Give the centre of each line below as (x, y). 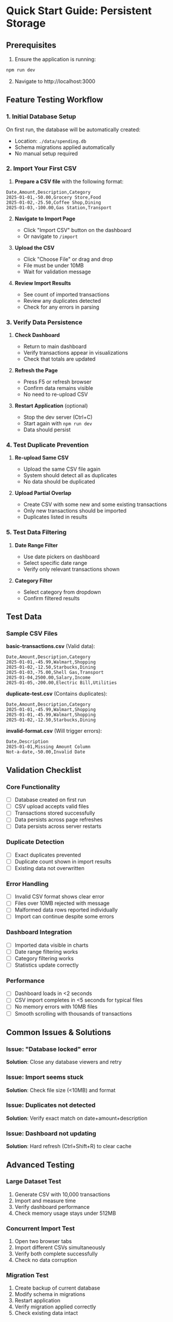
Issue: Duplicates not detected (51, 1105)
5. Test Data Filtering (36, 533)
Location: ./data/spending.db (50, 141)
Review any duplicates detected (62, 300)
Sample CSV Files (32, 633)
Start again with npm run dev (58, 424)
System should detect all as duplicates (70, 475)
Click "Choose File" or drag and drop (68, 259)
